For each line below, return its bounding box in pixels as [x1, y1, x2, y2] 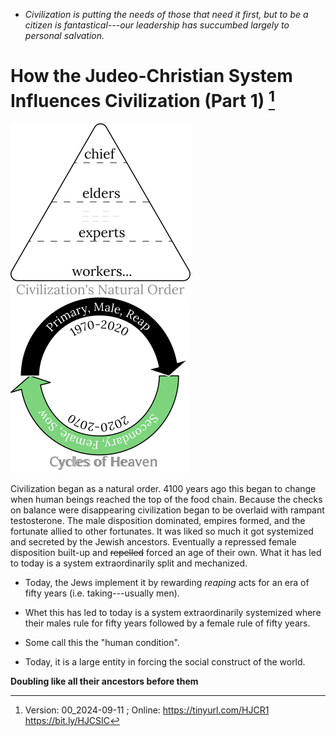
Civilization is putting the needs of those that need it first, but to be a [24, 9, 309, 20]
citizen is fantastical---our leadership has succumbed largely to [24, 19, 290, 31]
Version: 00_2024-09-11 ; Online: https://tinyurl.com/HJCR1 [24, 704, 270, 716]
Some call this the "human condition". [24, 637, 180, 649]
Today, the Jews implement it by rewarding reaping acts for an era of [24, 577, 310, 589]
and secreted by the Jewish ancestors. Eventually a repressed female [10, 536, 297, 548]
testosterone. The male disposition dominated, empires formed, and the [10, 515, 306, 527]
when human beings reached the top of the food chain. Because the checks [10, 494, 323, 506]
